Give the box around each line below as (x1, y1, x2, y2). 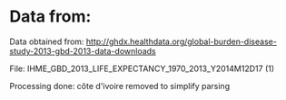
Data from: (9, 6, 92, 27)
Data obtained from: (9, 36, 84, 47)
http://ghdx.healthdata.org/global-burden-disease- (85, 36, 277, 47)
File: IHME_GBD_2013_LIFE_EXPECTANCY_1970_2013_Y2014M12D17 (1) (9, 63, 275, 74)
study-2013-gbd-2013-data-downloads (9, 45, 156, 56)
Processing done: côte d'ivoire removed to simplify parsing (9, 80, 230, 91)
